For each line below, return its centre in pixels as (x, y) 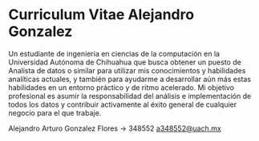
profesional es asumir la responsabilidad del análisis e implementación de (130, 96)
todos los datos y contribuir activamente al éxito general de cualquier (123, 104)
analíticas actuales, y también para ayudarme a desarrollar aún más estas (130, 79)
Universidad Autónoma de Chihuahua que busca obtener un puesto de (125, 62)
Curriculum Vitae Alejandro (101, 15)
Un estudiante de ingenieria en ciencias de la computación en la (114, 53)
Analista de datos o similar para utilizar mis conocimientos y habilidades (127, 70)
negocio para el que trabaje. (55, 112)
